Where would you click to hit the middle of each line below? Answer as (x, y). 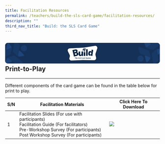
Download (133, 107)
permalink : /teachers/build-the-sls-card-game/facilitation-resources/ (80, 16)
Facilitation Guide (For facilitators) (54, 125)
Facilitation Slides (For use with (51, 114)
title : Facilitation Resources (37, 10)
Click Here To (134, 102)
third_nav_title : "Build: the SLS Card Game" (52, 26)
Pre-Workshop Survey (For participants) (60, 130)
